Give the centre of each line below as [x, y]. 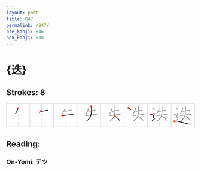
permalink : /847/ [28, 25]
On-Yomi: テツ [27, 162]
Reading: [23, 144]
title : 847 [20, 19]
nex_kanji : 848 [25, 38]
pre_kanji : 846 [25, 32]
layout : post [22, 13]
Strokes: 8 [26, 92]
